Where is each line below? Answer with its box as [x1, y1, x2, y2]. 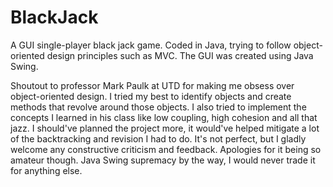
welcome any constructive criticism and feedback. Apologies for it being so [10, 143, 322, 155]
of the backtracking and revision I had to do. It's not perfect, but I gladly [10, 132, 307, 145]
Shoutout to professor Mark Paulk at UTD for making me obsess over [10, 79, 295, 91]
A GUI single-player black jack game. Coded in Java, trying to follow [10, 39, 292, 51]
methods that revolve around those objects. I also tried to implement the [10, 101, 307, 113]
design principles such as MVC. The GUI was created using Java [46, 49, 314, 61]
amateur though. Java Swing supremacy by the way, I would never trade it [10, 154, 316, 166]
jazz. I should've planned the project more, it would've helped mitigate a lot [10, 122, 320, 134]
